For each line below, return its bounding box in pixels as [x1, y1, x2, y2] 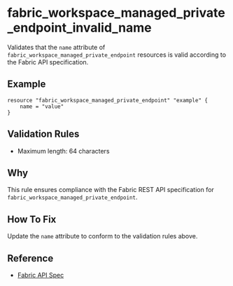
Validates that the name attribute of [7, 43, 106, 51]
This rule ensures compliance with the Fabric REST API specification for [7, 186, 215, 194]
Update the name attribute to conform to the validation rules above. [7, 232, 198, 240]
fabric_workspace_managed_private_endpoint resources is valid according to [7, 50, 226, 59]
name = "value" [20, 103, 64, 110]
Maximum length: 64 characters [17, 147, 110, 155]
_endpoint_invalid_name [7, 20, 152, 36]
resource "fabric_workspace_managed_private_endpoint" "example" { [7, 97, 209, 104]
